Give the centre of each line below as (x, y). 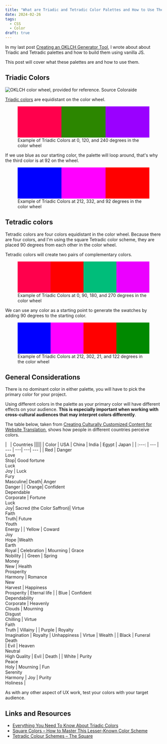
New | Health (19, 567)
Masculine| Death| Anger (31, 482)
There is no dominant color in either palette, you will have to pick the (75, 389)
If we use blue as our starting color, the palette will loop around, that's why (82, 155)
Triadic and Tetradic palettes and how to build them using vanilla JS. (75, 52)
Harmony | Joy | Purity (28, 678)
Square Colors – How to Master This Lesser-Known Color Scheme (80, 731)
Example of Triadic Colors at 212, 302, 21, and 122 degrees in (80, 356)
